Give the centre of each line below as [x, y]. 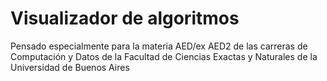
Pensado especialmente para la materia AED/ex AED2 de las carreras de [159, 46]
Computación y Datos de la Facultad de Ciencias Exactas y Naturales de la [164, 56]
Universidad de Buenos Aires [70, 67]
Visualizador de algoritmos [125, 18]
